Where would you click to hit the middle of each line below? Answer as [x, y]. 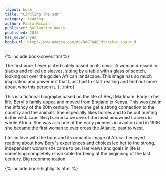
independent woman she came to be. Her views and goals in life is [73, 148]
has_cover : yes [21, 38]
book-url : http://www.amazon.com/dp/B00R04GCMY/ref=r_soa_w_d [71, 42]
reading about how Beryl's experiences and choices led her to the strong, [80, 143]
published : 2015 [22, 33]
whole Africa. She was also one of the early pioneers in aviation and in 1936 [83, 122]
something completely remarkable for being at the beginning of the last [78, 153]
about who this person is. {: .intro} [40, 87]
